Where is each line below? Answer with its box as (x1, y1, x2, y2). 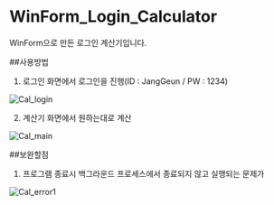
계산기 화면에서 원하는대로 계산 (22, 112, 132, 123)
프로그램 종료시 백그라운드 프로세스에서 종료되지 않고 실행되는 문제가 (22, 168, 265, 179)
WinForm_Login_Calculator (9, 6, 218, 27)
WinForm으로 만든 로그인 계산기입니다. (9, 37, 147, 48)
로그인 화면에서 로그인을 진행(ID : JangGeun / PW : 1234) (22, 75, 229, 87)
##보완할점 (9, 149, 50, 160)
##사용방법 (9, 56, 50, 67)
